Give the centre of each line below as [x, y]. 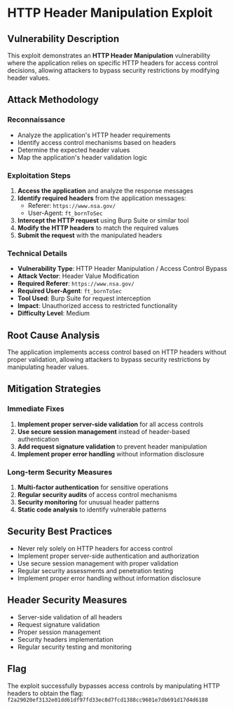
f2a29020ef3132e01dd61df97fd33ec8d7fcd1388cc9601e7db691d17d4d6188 [108, 700]
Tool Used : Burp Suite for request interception [84, 298]
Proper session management [59, 632]
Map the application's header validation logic [82, 157]
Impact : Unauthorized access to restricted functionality [97, 306]
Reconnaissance [36, 120]
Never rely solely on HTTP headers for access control [95, 548]
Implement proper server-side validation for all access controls [110, 424]
